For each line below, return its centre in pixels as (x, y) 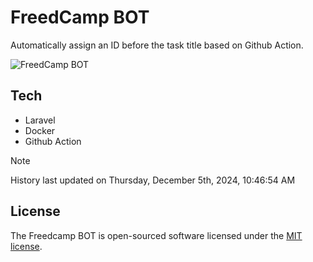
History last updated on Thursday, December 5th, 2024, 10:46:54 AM (153, 180)
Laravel (40, 120)
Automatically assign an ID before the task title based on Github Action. (157, 45)
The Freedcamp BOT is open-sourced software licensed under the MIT (156, 235)
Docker (40, 130)
